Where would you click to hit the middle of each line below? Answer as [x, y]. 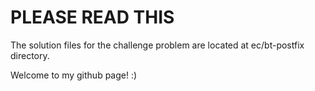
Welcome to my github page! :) [74, 75]
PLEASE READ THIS [92, 17]
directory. [30, 55]
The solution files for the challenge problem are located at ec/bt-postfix [157, 45]
